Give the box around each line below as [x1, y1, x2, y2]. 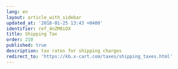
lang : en [6, 8, 28, 15]
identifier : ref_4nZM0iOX [6, 25, 71, 32]
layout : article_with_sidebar [6, 14, 82, 20]
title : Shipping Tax [6, 31, 58, 37]
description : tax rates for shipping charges [6, 48, 122, 54]
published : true [6, 43, 47, 49]
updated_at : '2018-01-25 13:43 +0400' [6, 20, 103, 26]
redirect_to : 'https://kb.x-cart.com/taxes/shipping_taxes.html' [6, 53, 173, 59]
